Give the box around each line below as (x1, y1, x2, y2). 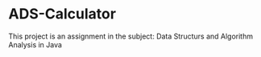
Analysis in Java (8, 39, 63, 49)
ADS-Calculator (8, 5, 117, 23)
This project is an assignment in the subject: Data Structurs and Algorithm (8, 31, 254, 41)
